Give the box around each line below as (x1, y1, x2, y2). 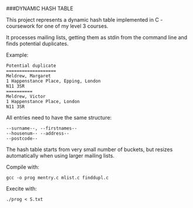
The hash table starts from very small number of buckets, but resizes (6, 146, 173, 153)
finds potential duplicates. (6, 40, 69, 47)
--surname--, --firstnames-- (6, 125, 77, 131)
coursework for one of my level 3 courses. (6, 23, 109, 29)
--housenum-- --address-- (6, 131, 69, 137)
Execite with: (6, 185, 37, 192)
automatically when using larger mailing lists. (6, 152, 115, 159)
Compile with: (6, 163, 40, 171)
